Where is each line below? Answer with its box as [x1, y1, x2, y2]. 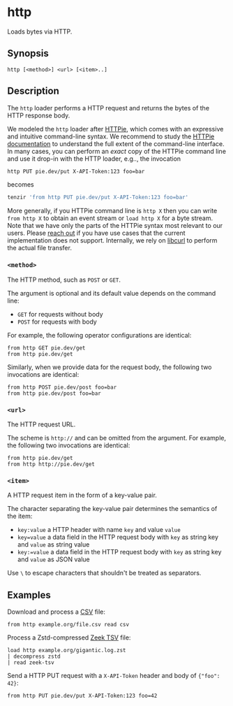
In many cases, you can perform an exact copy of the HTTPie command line [7, 147, 227, 155]
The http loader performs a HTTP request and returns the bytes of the [7, 103, 210, 112]
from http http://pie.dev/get [7, 461, 96, 468]
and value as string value [17, 540, 90, 549]
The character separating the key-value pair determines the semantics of [7, 505, 218, 513]
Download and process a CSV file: [7, 607, 106, 616]
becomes [7, 180, 34, 189]
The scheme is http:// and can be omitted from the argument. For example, [7, 433, 227, 442]
